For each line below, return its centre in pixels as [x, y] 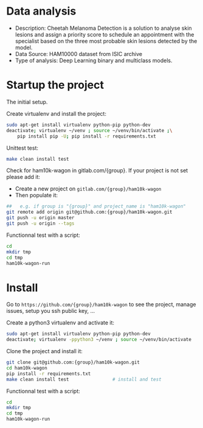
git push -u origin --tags [40, 223]
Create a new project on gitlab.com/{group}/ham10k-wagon [88, 189]
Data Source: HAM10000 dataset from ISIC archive [79, 54]
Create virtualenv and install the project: [56, 113]
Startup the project [55, 85]
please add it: [23, 177]
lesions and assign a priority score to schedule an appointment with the [105, 34]
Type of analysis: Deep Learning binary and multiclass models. [94, 60]
